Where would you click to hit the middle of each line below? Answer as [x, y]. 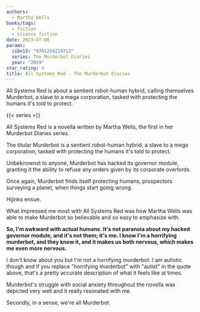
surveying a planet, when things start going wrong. [69, 188]
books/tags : [21, 23]
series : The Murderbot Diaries [51, 57]
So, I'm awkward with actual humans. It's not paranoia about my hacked [98, 229]
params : [16, 46]
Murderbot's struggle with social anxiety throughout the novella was [91, 285]
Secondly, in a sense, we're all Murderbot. [58, 303]
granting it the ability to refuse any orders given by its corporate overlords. [99, 170]
